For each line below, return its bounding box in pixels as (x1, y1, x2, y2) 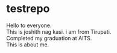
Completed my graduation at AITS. (6, 34, 92, 42)
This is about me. (6, 41, 49, 48)
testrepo (6, 2, 50, 16)
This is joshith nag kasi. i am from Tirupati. (6, 28, 112, 35)
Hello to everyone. (6, 22, 52, 29)
